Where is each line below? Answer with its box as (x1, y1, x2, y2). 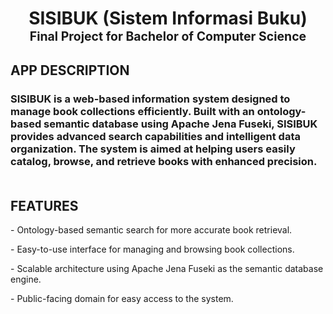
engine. (10, 273, 42, 286)
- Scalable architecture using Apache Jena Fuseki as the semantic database (10, 263, 324, 275)
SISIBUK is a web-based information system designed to (10, 92, 291, 106)
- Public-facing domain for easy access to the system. (10, 293, 234, 305)
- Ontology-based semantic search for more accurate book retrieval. (10, 224, 293, 236)
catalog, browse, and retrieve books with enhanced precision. (10, 154, 318, 168)
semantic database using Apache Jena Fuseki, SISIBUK (43, 117, 318, 131)
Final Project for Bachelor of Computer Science (29, 28, 307, 45)
